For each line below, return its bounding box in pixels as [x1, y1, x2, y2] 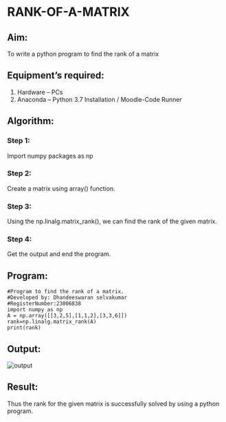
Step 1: [7, 136, 30, 145]
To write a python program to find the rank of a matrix [7, 50, 159, 58]
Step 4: [7, 235, 32, 244]
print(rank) [7, 324, 41, 331]
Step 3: [7, 201, 32, 211]
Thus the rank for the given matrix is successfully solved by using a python [7, 399, 220, 408]
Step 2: [7, 169, 32, 178]
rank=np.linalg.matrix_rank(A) [7, 318, 97, 326]
